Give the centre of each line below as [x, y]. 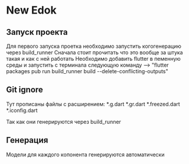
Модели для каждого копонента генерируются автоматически [85, 155]
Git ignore [25, 90]
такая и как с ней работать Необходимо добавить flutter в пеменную [94, 59]
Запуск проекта [37, 32]
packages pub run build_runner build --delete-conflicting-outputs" [87, 71]
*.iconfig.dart [22, 110]
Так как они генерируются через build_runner [63, 122]
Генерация [27, 140]
